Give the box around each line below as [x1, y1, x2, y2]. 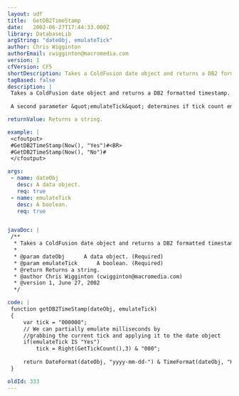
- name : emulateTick [10, 194, 72, 201]
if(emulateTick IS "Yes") [23, 338, 100, 346]
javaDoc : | [7, 227, 40, 234]
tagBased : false [7, 76, 55, 84]
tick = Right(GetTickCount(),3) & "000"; [36, 346, 161, 353]
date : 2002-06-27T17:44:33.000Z [7, 23, 110, 31]
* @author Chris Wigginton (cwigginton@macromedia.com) [14, 273, 183, 280]
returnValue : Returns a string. [7, 116, 103, 123]
